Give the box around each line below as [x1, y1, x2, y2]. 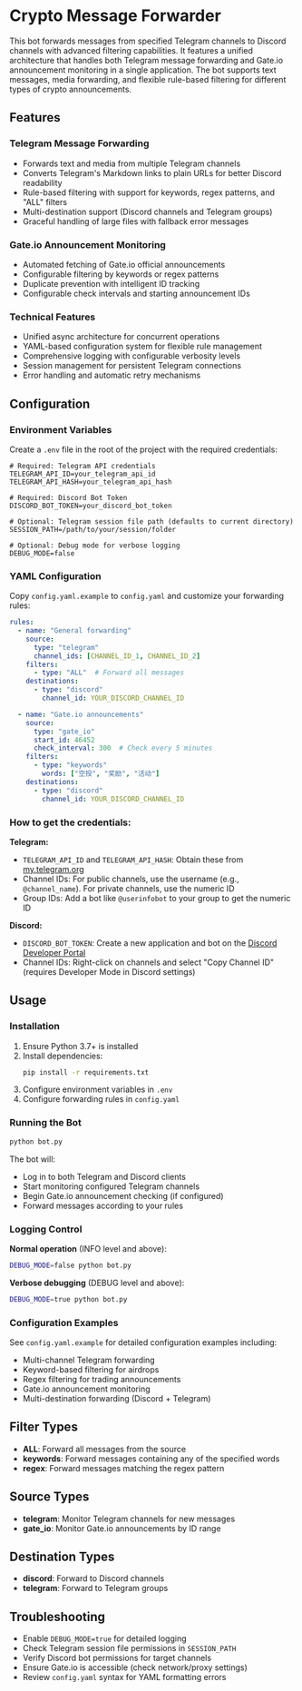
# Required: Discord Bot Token [9, 493, 128, 502]
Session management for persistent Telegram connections [22, 360, 242, 371]
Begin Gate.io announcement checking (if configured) [22, 1190, 224, 1201]
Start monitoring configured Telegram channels [22, 1181, 200, 1192]
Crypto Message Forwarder [9, 5, 222, 26]
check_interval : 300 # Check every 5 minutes [33, 743, 213, 753]
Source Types [9, 1489, 90, 1505]
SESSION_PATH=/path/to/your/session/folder [9, 525, 177, 534]
